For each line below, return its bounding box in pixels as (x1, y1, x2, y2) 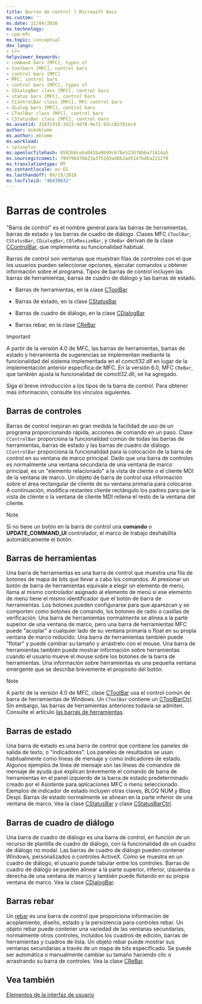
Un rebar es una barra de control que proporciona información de (6, 912, 169, 919)
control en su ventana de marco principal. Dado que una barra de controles (6, 454, 194, 461)
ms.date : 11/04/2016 (6, 20, 58, 26)
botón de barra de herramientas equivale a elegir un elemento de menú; (6, 582, 185, 589)
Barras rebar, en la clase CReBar (14, 321, 96, 328)
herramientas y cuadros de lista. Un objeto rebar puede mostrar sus (6, 938, 175, 945)
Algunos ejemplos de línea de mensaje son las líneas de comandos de (6, 761, 181, 769)
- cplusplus (6, 144, 36, 150)
